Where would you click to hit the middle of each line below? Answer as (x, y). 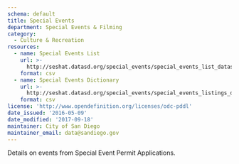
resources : (23, 47)
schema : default (31, 14)
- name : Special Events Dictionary (67, 80)
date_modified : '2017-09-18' (51, 119)
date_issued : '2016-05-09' (47, 113)
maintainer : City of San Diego (54, 126)
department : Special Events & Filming (65, 27)
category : (22, 34)
